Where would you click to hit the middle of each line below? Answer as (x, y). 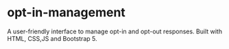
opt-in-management (66, 13)
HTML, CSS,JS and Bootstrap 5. (52, 38)
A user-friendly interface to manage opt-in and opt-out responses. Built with (115, 31)
